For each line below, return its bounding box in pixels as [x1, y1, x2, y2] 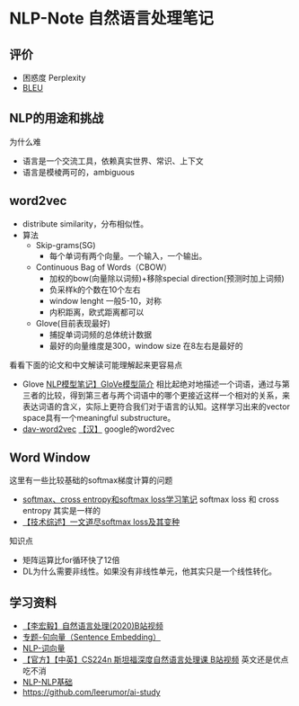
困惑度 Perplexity [22, 73, 86, 83]
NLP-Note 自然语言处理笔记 [9, 8, 214, 29]
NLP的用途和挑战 [9, 111, 104, 126]
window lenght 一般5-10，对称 [48, 295, 163, 306]
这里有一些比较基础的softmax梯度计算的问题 [9, 475, 173, 486]
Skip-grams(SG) [35, 239, 96, 250]
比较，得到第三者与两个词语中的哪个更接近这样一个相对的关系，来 [46, 389, 290, 400]
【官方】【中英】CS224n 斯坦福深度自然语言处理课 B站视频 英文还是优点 [22, 654, 289, 666]
